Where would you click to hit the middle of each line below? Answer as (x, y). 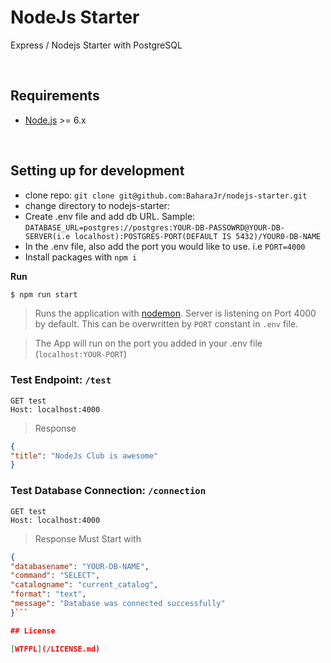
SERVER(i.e (47, 236)
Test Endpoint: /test (61, 380)
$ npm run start (44, 294)
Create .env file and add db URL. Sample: (110, 216)
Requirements (55, 96)
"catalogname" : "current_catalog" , (84, 585)
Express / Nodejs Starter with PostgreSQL (96, 45)
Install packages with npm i (81, 257)
